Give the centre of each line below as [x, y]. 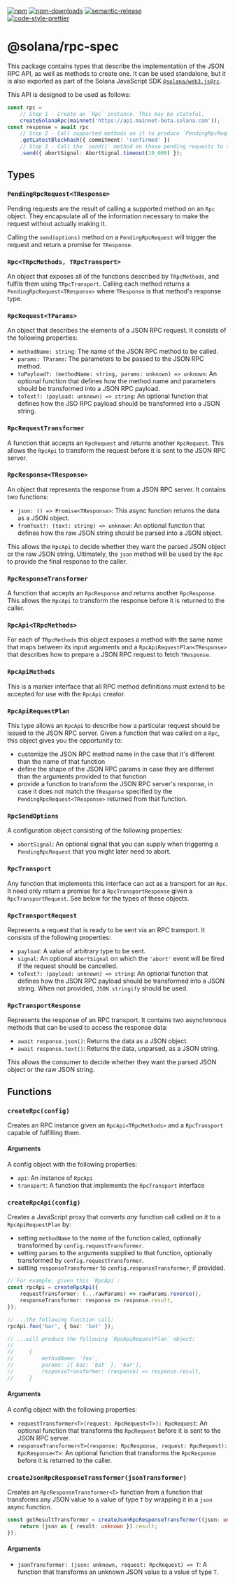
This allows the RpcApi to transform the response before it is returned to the [116, 601]
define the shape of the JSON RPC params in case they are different [116, 769]
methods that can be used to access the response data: [87, 1028]
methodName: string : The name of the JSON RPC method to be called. [118, 352]
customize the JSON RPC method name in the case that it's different [116, 754]
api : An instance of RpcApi [55, 1178]
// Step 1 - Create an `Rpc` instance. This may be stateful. [112, 114]
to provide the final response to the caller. [67, 561]
